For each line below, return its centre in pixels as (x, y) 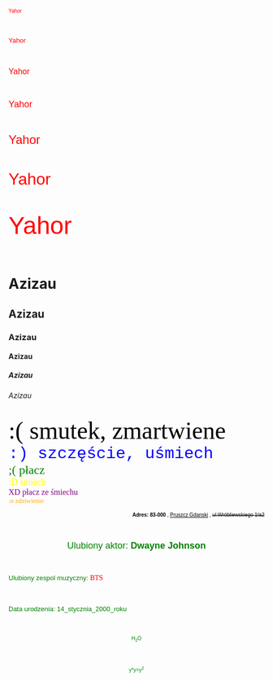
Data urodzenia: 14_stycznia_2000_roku (68, 609)
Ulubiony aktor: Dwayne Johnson (136, 545)
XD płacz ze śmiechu (43, 491)
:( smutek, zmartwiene (117, 430)
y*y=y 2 (136, 669)
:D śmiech (27, 482)
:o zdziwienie (26, 500)
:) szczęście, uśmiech (111, 454)
